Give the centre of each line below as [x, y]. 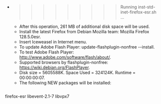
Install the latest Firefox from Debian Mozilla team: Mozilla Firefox [84, 32]
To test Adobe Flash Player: [46, 52]
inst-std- [146, 7]
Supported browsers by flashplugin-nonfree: [64, 62]
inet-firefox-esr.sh [138, 12]
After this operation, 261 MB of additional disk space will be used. [84, 26]
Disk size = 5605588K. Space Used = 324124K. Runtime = [77, 72]
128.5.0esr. [30, 37]
